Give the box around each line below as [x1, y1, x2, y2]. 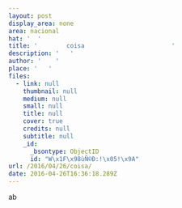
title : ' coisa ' [8, 42, 176, 50]
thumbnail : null [23, 87, 78, 96]
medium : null [23, 95, 67, 103]
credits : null [23, 125, 70, 133]
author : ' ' [8, 57, 60, 66]
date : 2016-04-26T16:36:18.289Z [8, 170, 117, 178]
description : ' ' [8, 49, 74, 57]
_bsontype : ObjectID [29, 147, 99, 155]
